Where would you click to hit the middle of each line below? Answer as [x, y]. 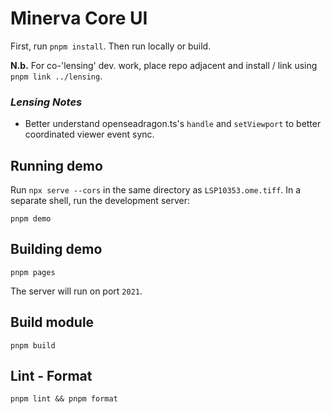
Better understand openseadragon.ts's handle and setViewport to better [173, 124]
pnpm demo [31, 219]
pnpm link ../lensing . [56, 76]
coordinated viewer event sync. [89, 134]
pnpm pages [33, 272]
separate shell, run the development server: [100, 201]
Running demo [56, 165]
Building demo [56, 249]
